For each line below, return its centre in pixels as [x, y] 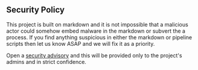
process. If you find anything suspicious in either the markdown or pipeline [99, 37]
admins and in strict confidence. [46, 62]
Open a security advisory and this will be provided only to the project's [94, 55]
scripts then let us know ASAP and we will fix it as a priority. [81, 43]
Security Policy [36, 10]
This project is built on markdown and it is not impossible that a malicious [97, 24]
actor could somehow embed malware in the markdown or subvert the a [96, 31]
